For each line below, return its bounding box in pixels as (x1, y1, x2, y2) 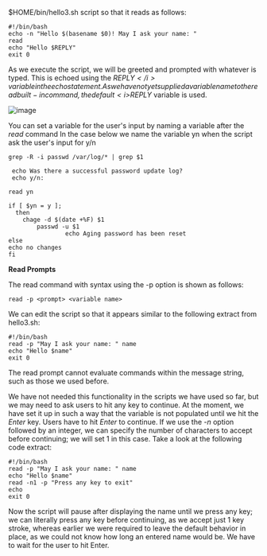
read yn (8, 188, 34, 196)
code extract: (8, 442, 52, 452)
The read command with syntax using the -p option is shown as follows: (8, 280, 244, 290)
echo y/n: (11, 174, 44, 182)
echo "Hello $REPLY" (8, 44, 77, 52)
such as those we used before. (8, 376, 110, 386)
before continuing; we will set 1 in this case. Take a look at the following (8, 434, 242, 443)
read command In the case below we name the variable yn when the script (8, 130, 253, 138)
